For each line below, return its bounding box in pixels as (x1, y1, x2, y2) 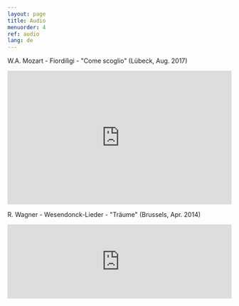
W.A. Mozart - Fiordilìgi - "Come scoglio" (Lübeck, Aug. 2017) (7, 56, 188, 65)
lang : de (7, 37, 33, 44)
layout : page (7, 10, 46, 18)
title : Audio (7, 17, 46, 24)
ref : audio (7, 30, 40, 38)
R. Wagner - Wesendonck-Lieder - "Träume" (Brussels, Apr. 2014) (7, 210, 201, 219)
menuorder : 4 (7, 24, 46, 31)
